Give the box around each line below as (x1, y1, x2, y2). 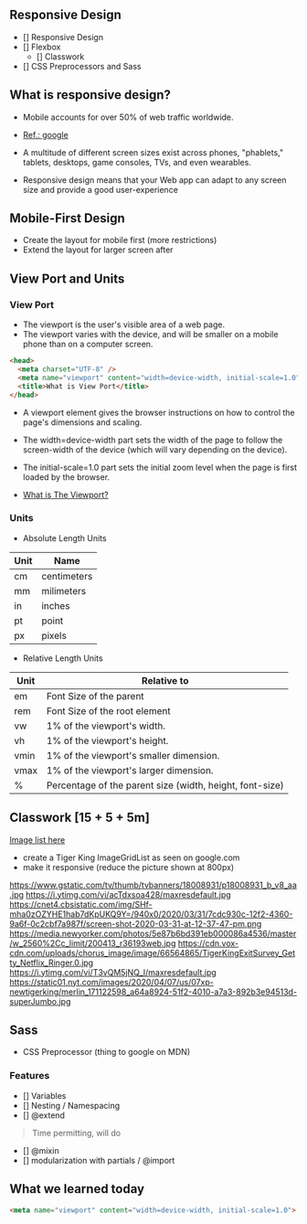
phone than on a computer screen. (22, 338, 153, 350)
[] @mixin (22, 1144, 59, 1155)
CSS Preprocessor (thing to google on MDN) (22, 1047, 190, 1058)
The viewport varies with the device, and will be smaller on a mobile (22, 329, 279, 340)
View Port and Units (9, 271, 125, 286)
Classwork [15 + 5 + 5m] (9, 810, 151, 825)
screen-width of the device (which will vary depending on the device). (22, 443, 288, 455)
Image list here (9, 834, 66, 845)
